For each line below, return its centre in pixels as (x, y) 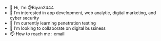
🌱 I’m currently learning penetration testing (53, 23)
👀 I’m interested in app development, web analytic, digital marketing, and (83, 13)
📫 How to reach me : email (37, 34)
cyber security (24, 18)
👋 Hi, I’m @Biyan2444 (32, 8)
